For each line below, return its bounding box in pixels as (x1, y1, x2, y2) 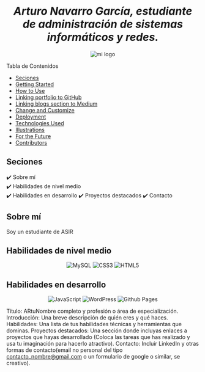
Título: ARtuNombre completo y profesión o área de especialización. (6, 307, 179, 315)
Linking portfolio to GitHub (15, 93, 82, 101)
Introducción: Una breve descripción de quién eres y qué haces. (6, 314, 168, 321)
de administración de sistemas (22, 17, 184, 31)
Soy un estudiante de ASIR (6, 228, 73, 235)
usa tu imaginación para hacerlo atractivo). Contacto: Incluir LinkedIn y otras (6, 340, 199, 348)
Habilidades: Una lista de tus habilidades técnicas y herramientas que (6, 321, 182, 328)
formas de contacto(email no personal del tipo (6, 346, 123, 354)
